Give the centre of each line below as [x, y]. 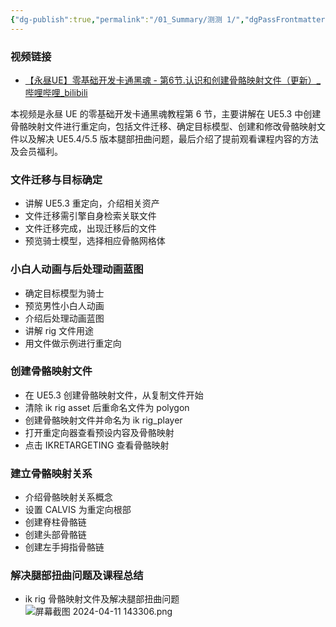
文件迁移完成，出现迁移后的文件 [90, 228]
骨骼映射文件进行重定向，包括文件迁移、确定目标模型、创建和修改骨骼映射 [163, 126]
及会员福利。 [36, 151]
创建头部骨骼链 [55, 535]
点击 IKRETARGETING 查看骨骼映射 [97, 445]
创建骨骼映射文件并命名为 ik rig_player [103, 420]
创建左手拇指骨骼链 [64, 547]
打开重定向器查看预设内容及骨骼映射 [99, 432]
